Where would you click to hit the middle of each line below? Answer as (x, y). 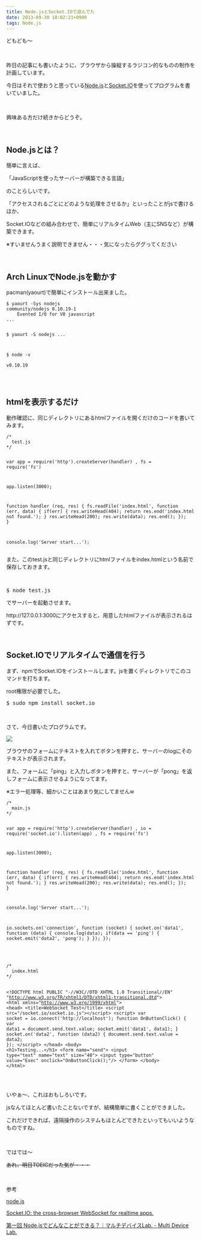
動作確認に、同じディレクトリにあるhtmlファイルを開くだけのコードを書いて (100, 418)
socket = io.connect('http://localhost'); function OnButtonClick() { (96, 1018)
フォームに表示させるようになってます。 (61, 778)
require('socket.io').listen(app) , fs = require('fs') (77, 834)
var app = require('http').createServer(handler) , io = (79, 828)
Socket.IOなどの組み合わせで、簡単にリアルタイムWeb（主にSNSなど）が (97, 224)
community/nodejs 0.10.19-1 (41, 309)
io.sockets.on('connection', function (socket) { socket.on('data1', (95, 928)
